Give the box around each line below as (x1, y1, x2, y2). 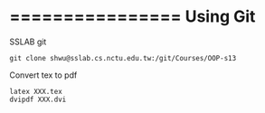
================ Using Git (9, 6, 256, 27)
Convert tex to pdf (9, 70, 78, 80)
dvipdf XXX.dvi (9, 95, 67, 104)
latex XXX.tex (9, 87, 63, 96)
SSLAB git (9, 36, 47, 47)
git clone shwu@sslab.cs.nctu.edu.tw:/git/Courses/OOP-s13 (9, 53, 237, 62)
